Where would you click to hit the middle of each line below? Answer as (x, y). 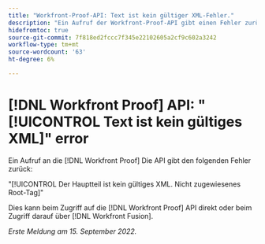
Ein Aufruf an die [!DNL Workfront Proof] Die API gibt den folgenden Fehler (130, 160)
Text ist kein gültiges (173, 122)
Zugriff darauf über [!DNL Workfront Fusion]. (81, 216)
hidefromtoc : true (38, 30)
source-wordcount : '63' (47, 52)
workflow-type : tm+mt (44, 45)
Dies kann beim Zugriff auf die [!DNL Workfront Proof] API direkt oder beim (130, 207)
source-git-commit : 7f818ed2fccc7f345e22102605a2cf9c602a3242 (112, 37)
